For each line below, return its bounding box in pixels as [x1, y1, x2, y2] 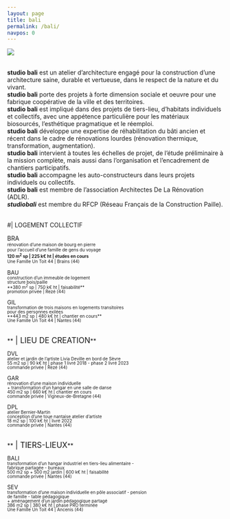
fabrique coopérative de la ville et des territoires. [7, 98, 145, 106]
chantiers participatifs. [7, 163, 71, 172]
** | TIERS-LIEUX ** [7, 440, 74, 450]
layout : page [7, 10, 45, 17]
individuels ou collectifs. [7, 179, 76, 187]
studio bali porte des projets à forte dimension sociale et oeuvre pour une [7, 90, 216, 99]
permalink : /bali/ [7, 23, 60, 30]
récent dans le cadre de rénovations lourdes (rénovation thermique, [7, 134, 198, 143]
